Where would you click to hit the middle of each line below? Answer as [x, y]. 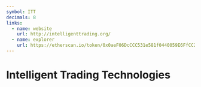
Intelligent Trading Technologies [88, 75]
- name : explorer [33, 40]
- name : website [32, 28]
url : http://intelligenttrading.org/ [64, 34]
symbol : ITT [21, 12]
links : [14, 23]
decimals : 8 [21, 17]
